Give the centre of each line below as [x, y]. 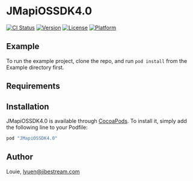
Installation [28, 106]
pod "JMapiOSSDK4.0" [32, 138]
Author [20, 157]
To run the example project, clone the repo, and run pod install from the [97, 61]
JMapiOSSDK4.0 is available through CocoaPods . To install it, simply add [97, 120]
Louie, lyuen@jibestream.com [43, 171]
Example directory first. [35, 67]
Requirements [33, 86]
